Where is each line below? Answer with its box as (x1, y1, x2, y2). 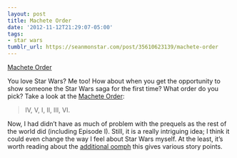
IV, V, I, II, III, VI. (24, 106, 71, 114)
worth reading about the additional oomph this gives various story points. (7, 142, 223, 150)
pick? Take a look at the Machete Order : (7, 92, 125, 100)
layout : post (7, 10, 46, 18)
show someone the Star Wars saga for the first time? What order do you (7, 85, 219, 93)
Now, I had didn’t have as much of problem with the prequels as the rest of (7, 120, 227, 128)
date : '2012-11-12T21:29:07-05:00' (7, 23, 114, 31)
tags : (7, 30, 24, 38)
